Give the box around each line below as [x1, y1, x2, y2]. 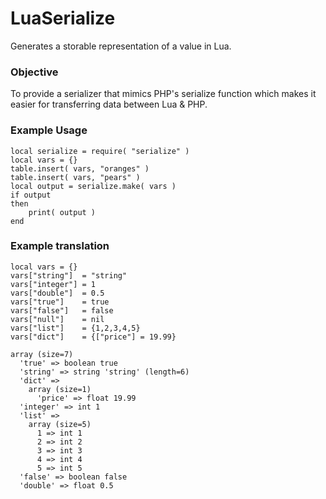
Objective [10, 65, 59, 79]
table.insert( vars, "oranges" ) [10, 163, 150, 174]
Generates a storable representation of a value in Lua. [10, 40, 232, 52]
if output [10, 190, 52, 200]
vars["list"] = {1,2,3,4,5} [10, 323, 141, 333]
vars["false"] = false [10, 305, 114, 316]
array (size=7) [10, 349, 74, 359]
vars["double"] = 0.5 [10, 288, 105, 298]
